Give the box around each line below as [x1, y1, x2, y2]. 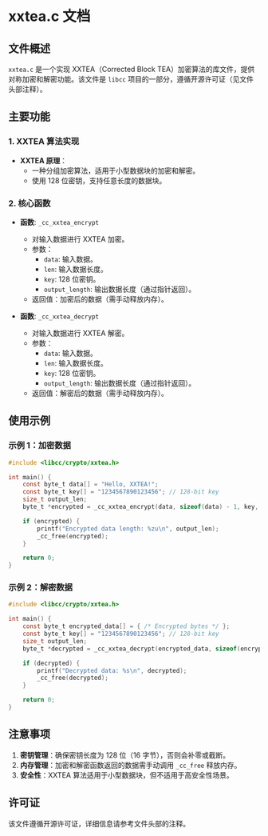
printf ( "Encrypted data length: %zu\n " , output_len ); [37, 525, 219, 533]
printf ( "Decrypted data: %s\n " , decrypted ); [37, 666, 187, 674]
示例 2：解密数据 [8, 582, 73, 593]
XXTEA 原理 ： [19, 155, 68, 165]
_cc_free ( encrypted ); [37, 532, 109, 540]
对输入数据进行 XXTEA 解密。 [31, 328, 129, 338]
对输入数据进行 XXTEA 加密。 [31, 234, 129, 244]
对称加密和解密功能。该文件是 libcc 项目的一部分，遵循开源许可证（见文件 [8, 74, 254, 84]
